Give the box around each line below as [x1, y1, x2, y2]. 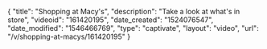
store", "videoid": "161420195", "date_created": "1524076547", [7, 15, 214, 24]
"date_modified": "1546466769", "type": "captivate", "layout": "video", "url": [7, 24, 259, 32]
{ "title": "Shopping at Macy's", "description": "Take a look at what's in [7, 7, 240, 16]
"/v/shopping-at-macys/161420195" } [7, 32, 130, 41]
